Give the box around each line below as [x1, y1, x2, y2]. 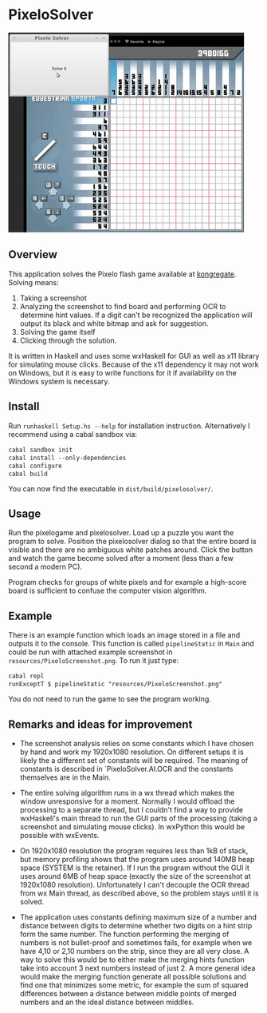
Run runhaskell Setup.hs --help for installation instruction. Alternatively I [8, 421, 250, 431]
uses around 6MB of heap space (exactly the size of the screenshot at [19, 872, 251, 880]
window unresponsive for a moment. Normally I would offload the [19, 796, 235, 806]
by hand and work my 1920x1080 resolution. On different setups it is [19, 747, 245, 757]
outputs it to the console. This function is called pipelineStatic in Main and [8, 639, 255, 649]
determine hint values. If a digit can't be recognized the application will [19, 310, 253, 320]
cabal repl [8, 673, 45, 681]
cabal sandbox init [8, 446, 73, 454]
